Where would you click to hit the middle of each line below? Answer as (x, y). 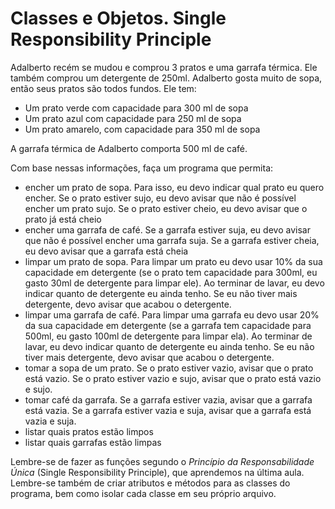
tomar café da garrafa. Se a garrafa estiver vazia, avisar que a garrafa (168, 399)
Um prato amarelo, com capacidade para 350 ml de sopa (142, 129)
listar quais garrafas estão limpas (93, 442)
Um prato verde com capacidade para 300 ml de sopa (136, 108)
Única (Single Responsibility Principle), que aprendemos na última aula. (157, 472)
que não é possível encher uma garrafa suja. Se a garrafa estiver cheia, (172, 240)
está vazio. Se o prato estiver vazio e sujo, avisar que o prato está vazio (173, 378)
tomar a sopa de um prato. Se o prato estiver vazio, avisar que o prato (169, 368)
